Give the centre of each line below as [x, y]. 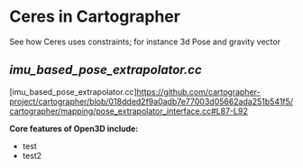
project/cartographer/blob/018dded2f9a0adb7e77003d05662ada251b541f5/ [151, 101]
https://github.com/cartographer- [198, 91]
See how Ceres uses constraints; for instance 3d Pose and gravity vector [145, 42]
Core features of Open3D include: [74, 128]
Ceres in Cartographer [95, 17]
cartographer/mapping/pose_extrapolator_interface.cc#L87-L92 [129, 111]
